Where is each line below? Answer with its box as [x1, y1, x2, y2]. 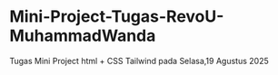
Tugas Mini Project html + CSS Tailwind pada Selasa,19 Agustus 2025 [9, 55, 270, 66]
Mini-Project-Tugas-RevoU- [9, 6, 224, 27]
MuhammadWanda [9, 25, 156, 46]
